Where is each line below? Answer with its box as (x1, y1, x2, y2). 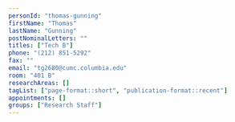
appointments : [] (8, 94, 67, 102)
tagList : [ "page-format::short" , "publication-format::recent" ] (8, 86, 228, 95)
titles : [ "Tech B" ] (8, 42, 74, 50)
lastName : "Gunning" (8, 26, 78, 35)
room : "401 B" (8, 71, 56, 79)
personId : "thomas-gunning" (8, 11, 103, 20)
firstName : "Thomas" (8, 19, 78, 27)
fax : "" (8, 57, 34, 65)
